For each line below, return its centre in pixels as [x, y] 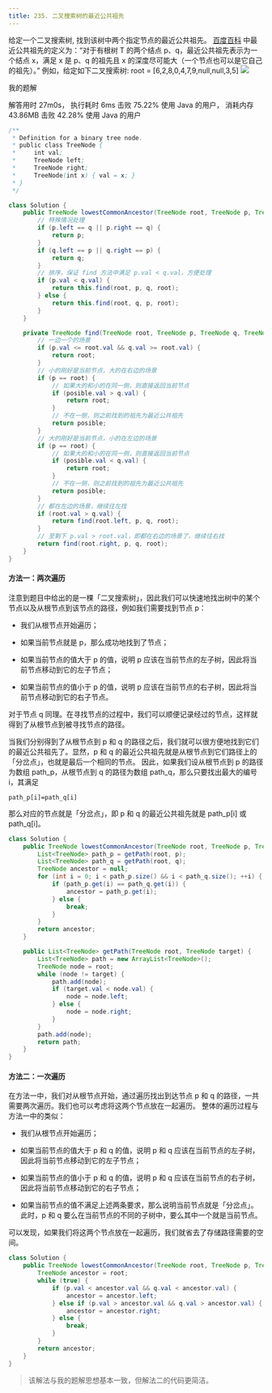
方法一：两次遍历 [37, 578]
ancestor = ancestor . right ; [113, 1311]
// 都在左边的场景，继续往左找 [82, 506]
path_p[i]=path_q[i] [43, 797]
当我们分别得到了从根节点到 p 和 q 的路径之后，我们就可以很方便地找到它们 [134, 741]
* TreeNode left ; [48, 160]
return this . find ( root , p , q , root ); [115, 288]
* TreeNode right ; [50, 168]
